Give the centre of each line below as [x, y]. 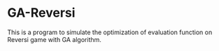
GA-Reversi [41, 13]
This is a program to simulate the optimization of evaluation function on [110, 32]
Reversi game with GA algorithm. [54, 39]
